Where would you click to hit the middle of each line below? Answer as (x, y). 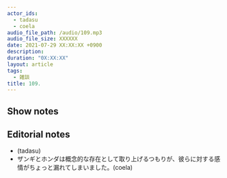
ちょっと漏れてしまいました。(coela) (81, 168)
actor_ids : (23, 13)
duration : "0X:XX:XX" (38, 58)
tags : (15, 71)
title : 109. (24, 84)
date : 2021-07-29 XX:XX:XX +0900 (55, 45)
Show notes (33, 111)
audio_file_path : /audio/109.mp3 (55, 33)
